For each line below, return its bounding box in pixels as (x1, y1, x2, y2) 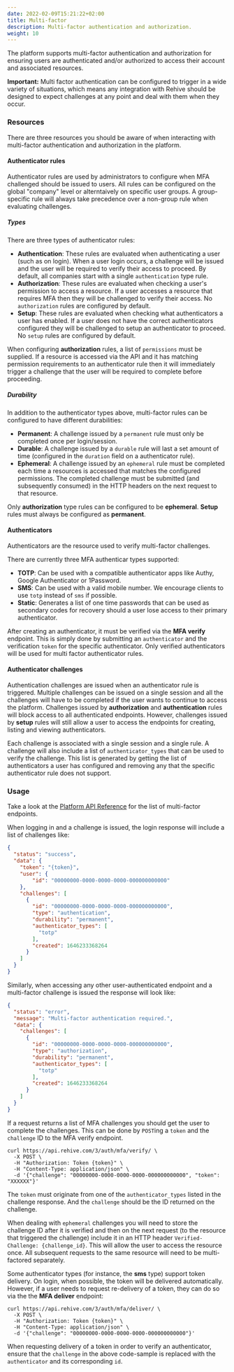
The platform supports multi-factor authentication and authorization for (7, 49, 212, 57)
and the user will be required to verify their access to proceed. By (17, 264, 207, 273)
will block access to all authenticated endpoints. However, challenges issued (7, 711, 228, 719)
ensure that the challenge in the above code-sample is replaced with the (7, 1350, 216, 1358)
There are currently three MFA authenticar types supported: (7, 555, 180, 563)
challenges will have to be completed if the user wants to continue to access (7, 696, 228, 704)
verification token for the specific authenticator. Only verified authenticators (7, 642, 226, 650)
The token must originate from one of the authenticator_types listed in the (7, 1190, 221, 1198)
